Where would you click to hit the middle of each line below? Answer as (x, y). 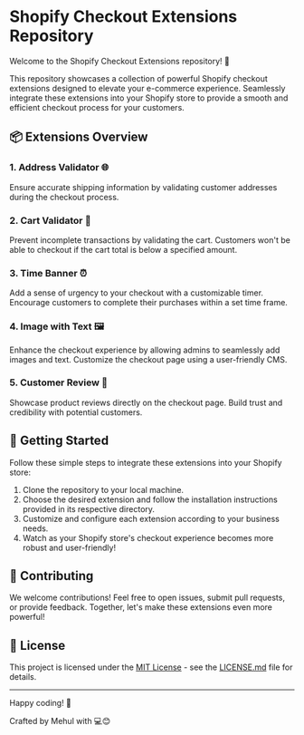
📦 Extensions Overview (79, 137)
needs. (35, 528)
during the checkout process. (64, 197)
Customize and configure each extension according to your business (151, 518)
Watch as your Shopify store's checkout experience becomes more (148, 537)
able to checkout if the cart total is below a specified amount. (123, 249)
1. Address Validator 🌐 (59, 168)
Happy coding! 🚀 (41, 703)
